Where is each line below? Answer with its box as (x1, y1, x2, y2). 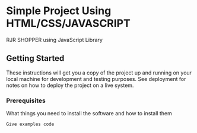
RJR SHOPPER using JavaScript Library (6, 36, 103, 43)
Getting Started (6, 53, 65, 63)
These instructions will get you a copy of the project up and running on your (6, 69, 192, 76)
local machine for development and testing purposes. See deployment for (6, 75, 186, 82)
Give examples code (6, 121, 55, 128)
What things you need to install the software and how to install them (6, 110, 172, 117)
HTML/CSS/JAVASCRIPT (6, 17, 131, 30)
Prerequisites (6, 96, 46, 105)
